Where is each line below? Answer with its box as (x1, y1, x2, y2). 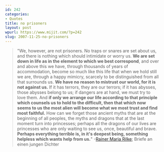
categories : (5, 12, 29, 17)
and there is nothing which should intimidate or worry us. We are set (17, 53, 155, 59)
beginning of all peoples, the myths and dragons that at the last (17, 115, 144, 121)
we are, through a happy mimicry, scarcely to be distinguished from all (17, 74, 159, 80)
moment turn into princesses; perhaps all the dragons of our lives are (17, 120, 157, 126)
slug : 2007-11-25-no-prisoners (5, 35, 69, 40)
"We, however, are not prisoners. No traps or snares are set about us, (17, 47, 157, 54)
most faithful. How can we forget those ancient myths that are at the (17, 110, 156, 116)
